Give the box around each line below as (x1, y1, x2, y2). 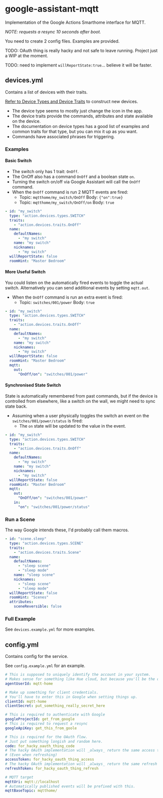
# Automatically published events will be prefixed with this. (5, 784, 136, 789)
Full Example (5, 616, 36, 622)
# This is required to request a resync (5, 721, 88, 726)
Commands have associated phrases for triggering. (12, 133, 115, 139)
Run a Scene (5, 516, 35, 523)
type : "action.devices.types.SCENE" (9, 541, 83, 546)
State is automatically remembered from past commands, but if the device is (5, 393, 158, 399)
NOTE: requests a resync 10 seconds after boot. (5, 29, 101, 34)
